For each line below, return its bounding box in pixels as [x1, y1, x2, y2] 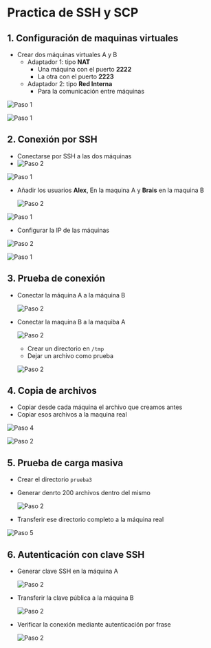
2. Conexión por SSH [7, 134, 98, 145]
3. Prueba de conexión [7, 273, 105, 284]
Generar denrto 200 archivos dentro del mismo [16, 489, 151, 497]
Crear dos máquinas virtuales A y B [16, 50, 118, 59]
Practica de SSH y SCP [7, 5, 139, 21]
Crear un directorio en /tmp [27, 344, 104, 353]
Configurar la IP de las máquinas [16, 226, 110, 234]
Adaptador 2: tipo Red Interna [27, 80, 113, 87]
